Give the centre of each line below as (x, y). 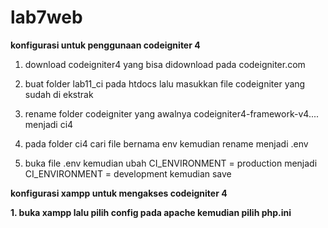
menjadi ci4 (49, 124)
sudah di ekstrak (59, 94)
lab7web (46, 17)
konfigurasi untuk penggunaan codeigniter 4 (105, 45)
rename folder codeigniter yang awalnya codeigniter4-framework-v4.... (172, 113)
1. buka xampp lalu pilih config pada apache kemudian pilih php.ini (151, 212)
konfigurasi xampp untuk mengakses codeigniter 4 (119, 193)
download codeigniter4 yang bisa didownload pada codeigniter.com (165, 64)
